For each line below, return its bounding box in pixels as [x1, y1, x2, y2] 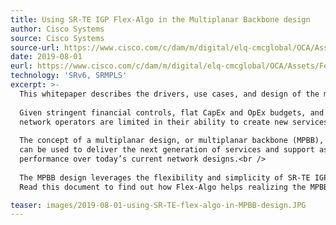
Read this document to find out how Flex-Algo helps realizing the [19, 182, 307, 192]
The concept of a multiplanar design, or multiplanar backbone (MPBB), [19, 136, 325, 146]
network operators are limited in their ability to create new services [19, 117, 329, 127]
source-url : [10, 42, 60, 53]
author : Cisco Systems [10, 24, 105, 34]
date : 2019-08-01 [10, 52, 83, 62]
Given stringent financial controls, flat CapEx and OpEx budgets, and [19, 107, 325, 118]
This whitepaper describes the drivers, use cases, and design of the [19, 89, 320, 99]
